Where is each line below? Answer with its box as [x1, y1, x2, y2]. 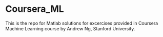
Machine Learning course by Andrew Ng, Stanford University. [5, 25, 135, 31]
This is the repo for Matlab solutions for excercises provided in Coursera [5, 20, 158, 26]
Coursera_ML [5, 3, 64, 15]
